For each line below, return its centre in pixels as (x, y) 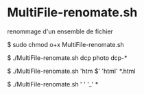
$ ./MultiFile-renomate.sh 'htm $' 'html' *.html (71, 71)
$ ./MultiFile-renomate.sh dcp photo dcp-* (68, 58)
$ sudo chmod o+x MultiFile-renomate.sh (66, 44)
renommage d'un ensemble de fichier (60, 31)
